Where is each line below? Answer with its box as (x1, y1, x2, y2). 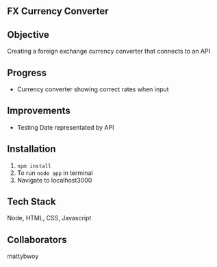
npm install (16, 163, 51, 170)
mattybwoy (7, 252, 39, 260)
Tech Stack (7, 196, 56, 208)
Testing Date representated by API (16, 123, 114, 131)
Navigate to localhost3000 (16, 176, 92, 184)
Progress (7, 67, 47, 78)
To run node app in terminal (16, 168, 93, 177)
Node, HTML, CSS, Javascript (7, 214, 92, 222)
